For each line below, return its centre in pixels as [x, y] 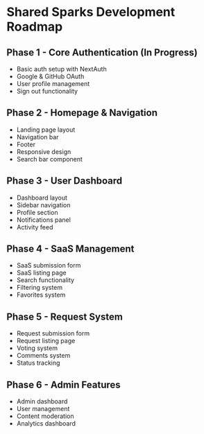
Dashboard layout [42, 198]
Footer [26, 144]
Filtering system [40, 288]
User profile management [53, 84]
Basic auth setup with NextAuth [61, 69]
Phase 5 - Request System [65, 316]
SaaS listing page [41, 273]
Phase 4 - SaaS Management [70, 249]
